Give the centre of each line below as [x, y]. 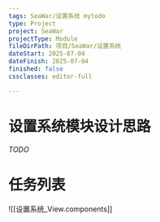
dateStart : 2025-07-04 [47, 54]
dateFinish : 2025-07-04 [49, 62]
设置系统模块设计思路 [80, 126]
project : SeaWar [36, 31]
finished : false [36, 69]
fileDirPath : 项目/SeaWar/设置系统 [65, 46]
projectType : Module [43, 39]
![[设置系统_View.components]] [61, 209]
